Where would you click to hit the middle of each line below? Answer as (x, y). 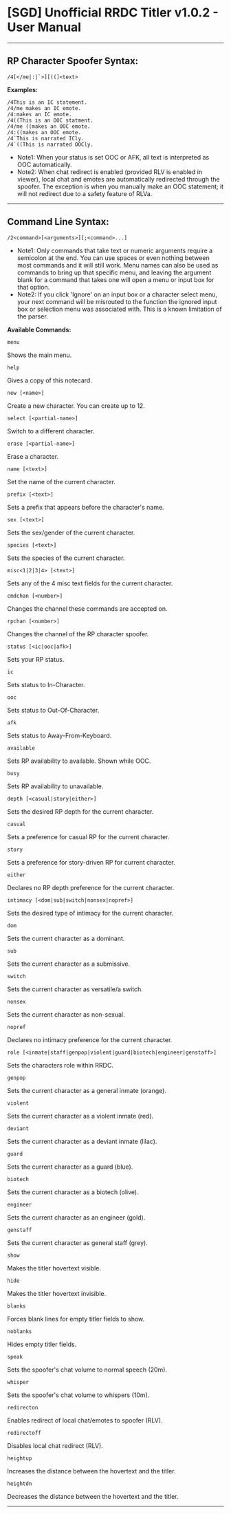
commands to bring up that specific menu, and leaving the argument (114, 272)
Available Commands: (39, 329)
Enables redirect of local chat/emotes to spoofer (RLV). (85, 1420)
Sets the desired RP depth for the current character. (80, 811)
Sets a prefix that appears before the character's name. (86, 507)
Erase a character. (33, 456)
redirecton (23, 1407)
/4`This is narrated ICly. (46, 138)
